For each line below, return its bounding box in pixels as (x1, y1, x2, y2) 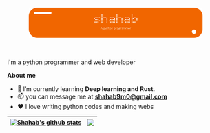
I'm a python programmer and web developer (7, 58, 136, 66)
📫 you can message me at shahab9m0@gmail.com (17, 92, 167, 101)
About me (7, 72, 36, 80)
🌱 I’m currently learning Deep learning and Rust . (17, 85, 156, 93)
